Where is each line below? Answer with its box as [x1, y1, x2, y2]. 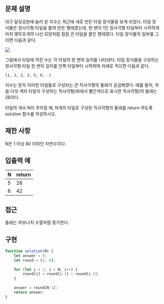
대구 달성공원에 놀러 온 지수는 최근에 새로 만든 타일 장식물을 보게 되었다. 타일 [5, 19, 151, 25]
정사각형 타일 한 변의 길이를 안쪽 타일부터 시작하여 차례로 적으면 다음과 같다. [5, 63, 150, 69]
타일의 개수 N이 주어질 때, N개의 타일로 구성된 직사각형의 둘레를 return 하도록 [5, 105, 153, 111]
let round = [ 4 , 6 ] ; [14, 258, 56, 263]
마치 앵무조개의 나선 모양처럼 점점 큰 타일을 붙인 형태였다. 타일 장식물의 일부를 [5, 31, 154, 37]
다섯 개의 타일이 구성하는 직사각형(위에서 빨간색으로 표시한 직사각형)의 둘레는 [10, 88, 158, 94]
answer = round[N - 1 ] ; [14, 285, 58, 290]
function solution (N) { [5, 249, 54, 254]
